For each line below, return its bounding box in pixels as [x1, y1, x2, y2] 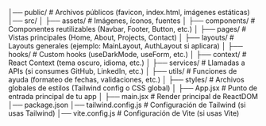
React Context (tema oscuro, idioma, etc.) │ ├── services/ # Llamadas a [8, 58, 245, 67]
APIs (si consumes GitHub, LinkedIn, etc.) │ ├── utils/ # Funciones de [8, 67, 237, 75]
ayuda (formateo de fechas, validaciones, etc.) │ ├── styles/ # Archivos [8, 75, 245, 84]
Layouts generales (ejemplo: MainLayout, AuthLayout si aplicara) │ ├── [8, 41, 244, 51]
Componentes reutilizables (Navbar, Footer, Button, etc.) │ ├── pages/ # [8, 25, 247, 33]
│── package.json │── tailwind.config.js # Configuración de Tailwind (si [8, 100, 246, 109]
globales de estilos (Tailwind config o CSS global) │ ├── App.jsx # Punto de [8, 83, 258, 93]
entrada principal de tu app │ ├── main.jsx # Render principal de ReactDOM [8, 92, 259, 101]
